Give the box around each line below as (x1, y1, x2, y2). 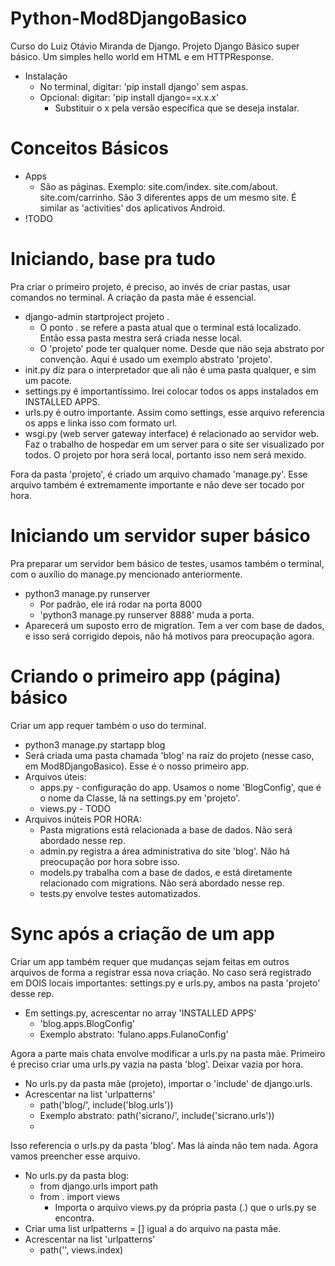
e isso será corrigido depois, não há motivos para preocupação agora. (24, 630, 315, 642)
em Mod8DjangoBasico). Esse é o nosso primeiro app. (24, 760, 250, 772)
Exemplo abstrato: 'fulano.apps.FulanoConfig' (39, 1028, 229, 1040)
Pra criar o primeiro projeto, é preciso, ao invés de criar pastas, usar (10, 280, 292, 292)
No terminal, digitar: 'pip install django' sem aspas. (39, 80, 249, 92)
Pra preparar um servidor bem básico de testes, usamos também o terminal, (10, 557, 325, 569)
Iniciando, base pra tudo (10, 248, 216, 271)
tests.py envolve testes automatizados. (39, 887, 201, 899)
